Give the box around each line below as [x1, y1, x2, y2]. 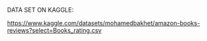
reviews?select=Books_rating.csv [7, 27, 102, 34]
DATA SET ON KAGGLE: [7, 6, 74, 14]
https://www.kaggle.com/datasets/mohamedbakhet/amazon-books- [7, 19, 200, 27]
